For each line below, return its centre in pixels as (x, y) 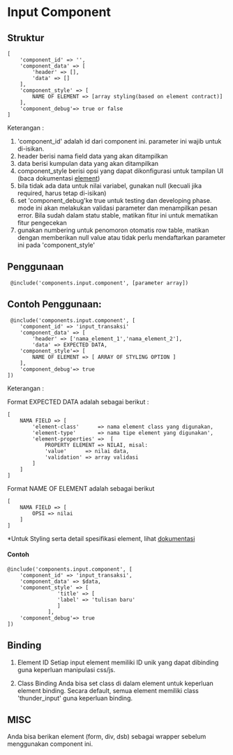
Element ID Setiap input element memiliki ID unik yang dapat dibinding (118, 662)
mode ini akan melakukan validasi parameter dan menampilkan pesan (117, 208)
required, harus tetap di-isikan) (62, 193)
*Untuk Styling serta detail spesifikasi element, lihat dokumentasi (101, 538)
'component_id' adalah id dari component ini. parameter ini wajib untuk (119, 141)
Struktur (26, 38)
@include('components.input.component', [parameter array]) (99, 283)
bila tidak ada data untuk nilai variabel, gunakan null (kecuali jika (110, 186)
